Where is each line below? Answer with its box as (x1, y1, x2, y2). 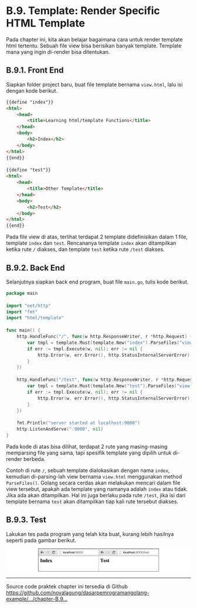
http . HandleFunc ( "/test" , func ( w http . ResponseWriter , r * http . (16, 377, 177, 383)
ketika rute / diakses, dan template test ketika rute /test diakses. (6, 246, 165, 253)
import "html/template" (6, 315, 64, 321)
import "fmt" (6, 309, 38, 315)
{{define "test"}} (6, 167, 51, 173)
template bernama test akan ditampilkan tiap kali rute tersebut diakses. (6, 498, 179, 505)
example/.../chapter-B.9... (6, 595, 68, 602)
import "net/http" (6, 303, 51, 309)
